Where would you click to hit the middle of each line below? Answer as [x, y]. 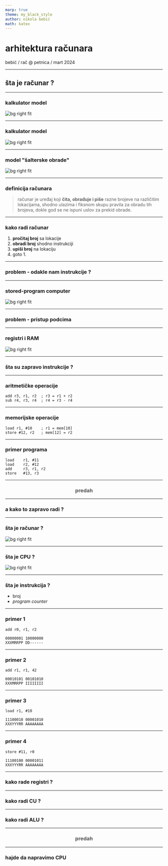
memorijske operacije [32, 418]
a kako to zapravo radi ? [34, 509]
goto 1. [19, 254]
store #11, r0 [20, 752]
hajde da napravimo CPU [36, 857]
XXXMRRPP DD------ [24, 643]
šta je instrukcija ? [28, 585]
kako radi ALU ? [24, 820]
